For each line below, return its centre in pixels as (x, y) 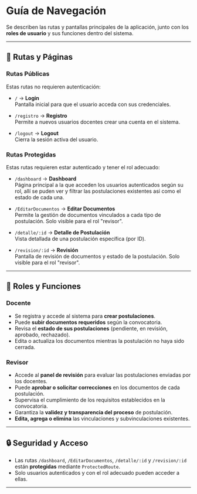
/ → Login (27, 98)
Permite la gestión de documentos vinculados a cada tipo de (88, 214)
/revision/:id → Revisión (46, 250)
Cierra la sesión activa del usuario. (56, 139)
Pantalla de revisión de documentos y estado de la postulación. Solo (97, 256)
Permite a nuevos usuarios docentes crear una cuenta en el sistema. (97, 122)
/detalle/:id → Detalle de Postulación (62, 232)
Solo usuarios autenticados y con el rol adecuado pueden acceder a (97, 472)
